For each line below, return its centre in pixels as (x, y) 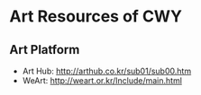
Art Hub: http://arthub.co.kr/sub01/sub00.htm (107, 71)
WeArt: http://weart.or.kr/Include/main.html (102, 81)
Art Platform (45, 50)
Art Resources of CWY (96, 17)
